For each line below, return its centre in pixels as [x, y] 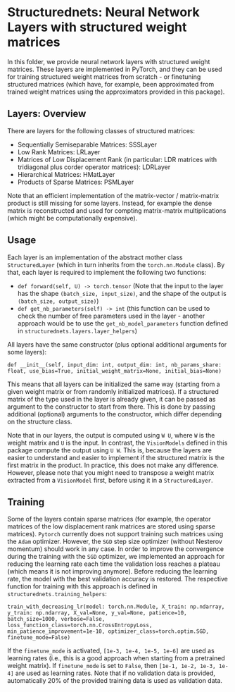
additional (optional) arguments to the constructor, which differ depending [115, 414]
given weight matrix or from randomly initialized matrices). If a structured [113, 391]
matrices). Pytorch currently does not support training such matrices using [115, 534]
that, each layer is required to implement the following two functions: [107, 272]
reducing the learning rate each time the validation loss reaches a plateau [114, 564]
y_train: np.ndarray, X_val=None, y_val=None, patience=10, [97, 613]
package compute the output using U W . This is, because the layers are [110, 450]
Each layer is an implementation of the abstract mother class [95, 257]
